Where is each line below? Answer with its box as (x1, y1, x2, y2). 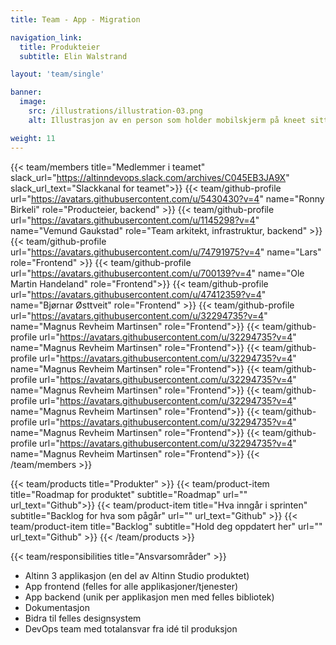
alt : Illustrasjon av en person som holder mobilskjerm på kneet (28, 115, 307, 125)
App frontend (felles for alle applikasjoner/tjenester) (24, 580, 239, 592)
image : (19, 97, 47, 107)
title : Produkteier (19, 42, 101, 52)
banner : (10, 87, 43, 98)
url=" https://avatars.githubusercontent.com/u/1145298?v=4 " (10, 214, 260, 226)
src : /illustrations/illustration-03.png (28, 106, 203, 116)
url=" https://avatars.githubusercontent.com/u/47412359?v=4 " (10, 288, 267, 300)
